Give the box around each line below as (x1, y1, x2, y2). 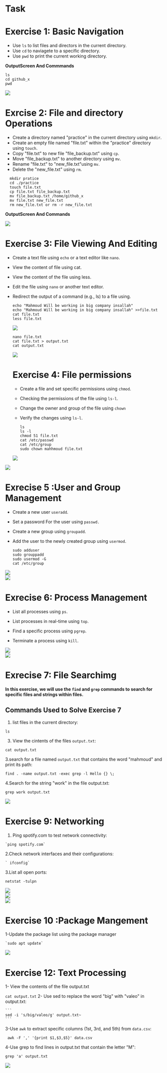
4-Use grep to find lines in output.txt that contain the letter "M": (5, 1044, 136, 1050)
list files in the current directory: (12, 719, 78, 725)
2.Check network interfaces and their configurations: (5, 851, 114, 857)
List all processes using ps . (12, 608, 68, 614)
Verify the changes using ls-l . (19, 415, 83, 421)
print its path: (5, 762, 32, 768)
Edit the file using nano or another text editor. (12, 284, 104, 289)
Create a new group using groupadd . (12, 528, 86, 534)
